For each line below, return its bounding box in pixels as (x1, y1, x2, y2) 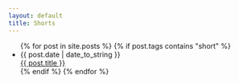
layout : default (8, 11, 63, 20)
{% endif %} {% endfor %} (19, 66, 109, 76)
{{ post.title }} (19, 57, 66, 68)
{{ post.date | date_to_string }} (19, 49, 121, 59)
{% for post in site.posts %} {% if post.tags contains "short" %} (19, 41, 232, 50)
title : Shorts (8, 19, 56, 27)
